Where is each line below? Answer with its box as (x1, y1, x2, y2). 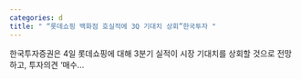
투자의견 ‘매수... (28, 59, 85, 70)
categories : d (9, 13, 64, 23)
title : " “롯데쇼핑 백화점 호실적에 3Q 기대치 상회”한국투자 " (9, 22, 216, 31)
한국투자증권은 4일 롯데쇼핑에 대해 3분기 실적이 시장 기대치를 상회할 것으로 (9, 47, 275, 59)
